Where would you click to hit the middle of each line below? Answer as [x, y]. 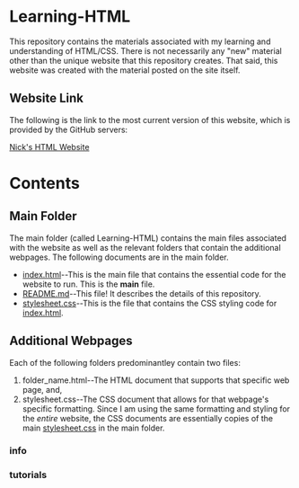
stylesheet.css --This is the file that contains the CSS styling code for [149, 303]
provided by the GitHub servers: [69, 129]
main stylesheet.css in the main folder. [93, 428]
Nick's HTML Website [49, 146]
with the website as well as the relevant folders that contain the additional [145, 247]
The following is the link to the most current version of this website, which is [150, 120]
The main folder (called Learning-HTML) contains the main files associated [148, 238]
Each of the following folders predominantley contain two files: [125, 362]
